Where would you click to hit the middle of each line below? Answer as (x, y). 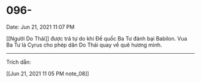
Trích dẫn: (19, 62)
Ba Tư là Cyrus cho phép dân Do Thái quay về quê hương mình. (84, 45)
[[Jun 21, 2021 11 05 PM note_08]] (48, 73)
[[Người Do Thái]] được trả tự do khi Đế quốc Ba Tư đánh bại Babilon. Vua (97, 38)
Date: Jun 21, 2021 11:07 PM (40, 27)
